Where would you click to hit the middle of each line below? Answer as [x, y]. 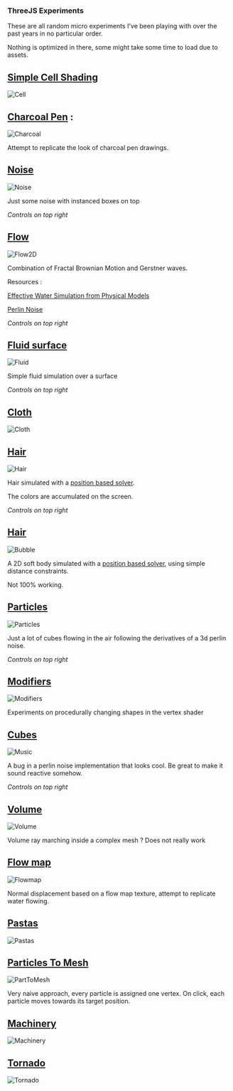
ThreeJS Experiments [45, 11]
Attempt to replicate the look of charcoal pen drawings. [88, 147]
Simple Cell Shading [53, 77]
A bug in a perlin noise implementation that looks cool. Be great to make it [115, 765]
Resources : [25, 281]
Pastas [23, 924]
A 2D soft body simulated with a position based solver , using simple [107, 563]
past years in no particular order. [55, 33]
